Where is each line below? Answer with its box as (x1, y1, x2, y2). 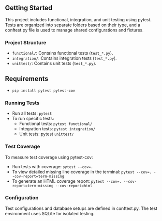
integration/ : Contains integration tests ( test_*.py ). (12, 55, 117, 61)
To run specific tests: (12, 116, 54, 122)
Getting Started (5, 4, 53, 12)
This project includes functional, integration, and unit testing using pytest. (5, 16, 152, 22)
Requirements (5, 75, 48, 83)
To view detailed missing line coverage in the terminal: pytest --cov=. (12, 169, 152, 174)
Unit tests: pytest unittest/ (19, 131, 74, 137)
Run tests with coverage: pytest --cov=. (12, 163, 93, 169)
